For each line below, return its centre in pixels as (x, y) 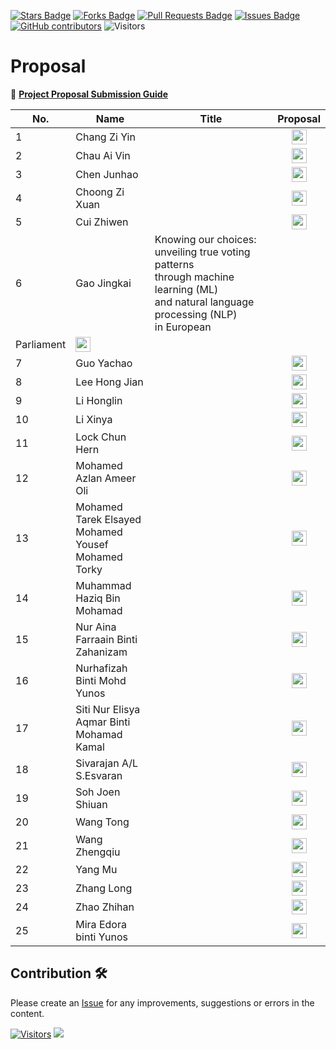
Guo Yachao (104, 363)
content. (27, 1013)
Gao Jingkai (103, 283)
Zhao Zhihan (105, 907)
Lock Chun (101, 437)
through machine (194, 277)
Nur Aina (96, 627)
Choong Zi (100, 192)
